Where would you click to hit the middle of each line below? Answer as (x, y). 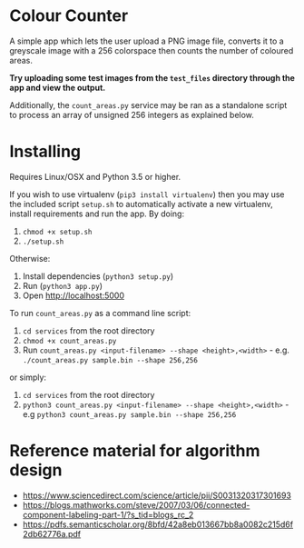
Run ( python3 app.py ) (62, 285)
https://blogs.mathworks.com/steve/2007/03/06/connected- (136, 504)
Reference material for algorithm (135, 451)
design (36, 470)
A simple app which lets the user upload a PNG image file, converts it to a (147, 41)
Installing (45, 152)
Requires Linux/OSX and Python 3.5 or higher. (95, 176)
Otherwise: (30, 258)
